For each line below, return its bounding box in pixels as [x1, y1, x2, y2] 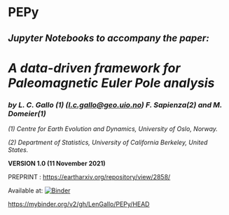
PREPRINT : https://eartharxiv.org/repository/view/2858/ [8, 173, 171, 181]
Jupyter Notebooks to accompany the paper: [8, 32, 209, 44]
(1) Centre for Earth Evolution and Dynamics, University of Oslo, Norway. [8, 125, 218, 133]
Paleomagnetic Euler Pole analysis [8, 75, 215, 91]
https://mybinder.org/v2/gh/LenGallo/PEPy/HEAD [8, 200, 150, 209]
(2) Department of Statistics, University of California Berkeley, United [8, 138, 208, 147]
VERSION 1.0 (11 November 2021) [8, 159, 106, 168]
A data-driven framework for [8, 60, 181, 76]
